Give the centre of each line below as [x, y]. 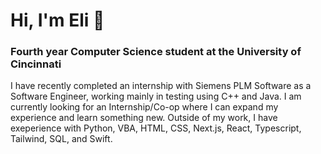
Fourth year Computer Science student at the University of [156, 52]
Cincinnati [36, 64]
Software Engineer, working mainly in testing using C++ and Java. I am [156, 96]
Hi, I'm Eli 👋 [57, 20]
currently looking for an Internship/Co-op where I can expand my [144, 107]
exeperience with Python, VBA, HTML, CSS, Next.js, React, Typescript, [156, 128]
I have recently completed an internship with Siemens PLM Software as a [161, 86]
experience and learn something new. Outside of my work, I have [144, 118]
